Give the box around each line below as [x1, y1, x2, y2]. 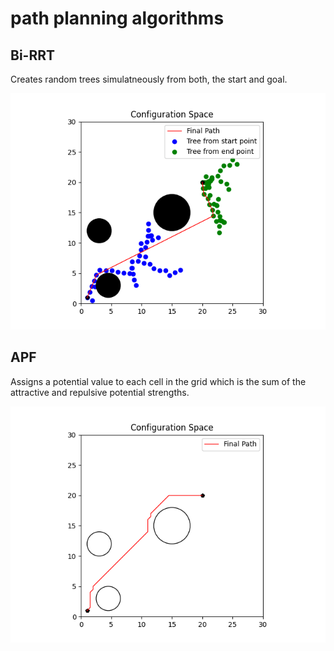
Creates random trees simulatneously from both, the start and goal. [10, 73, 288, 85]
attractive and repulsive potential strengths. [10, 386, 190, 398]
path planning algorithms [10, 7, 225, 30]
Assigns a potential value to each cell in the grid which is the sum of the [10, 375, 307, 387]
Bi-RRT [10, 47, 56, 64]
